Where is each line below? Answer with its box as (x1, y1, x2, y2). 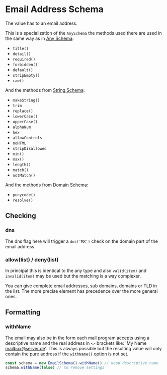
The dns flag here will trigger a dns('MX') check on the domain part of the (5, 238, 158, 244)
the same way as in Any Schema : (5, 35, 74, 41)
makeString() (12, 97, 40, 103)
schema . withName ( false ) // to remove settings (5, 365, 105, 370)
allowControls (12, 135, 42, 140)
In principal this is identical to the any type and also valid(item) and (5, 267, 147, 274)
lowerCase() (12, 114, 38, 119)
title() (12, 46, 29, 51)
